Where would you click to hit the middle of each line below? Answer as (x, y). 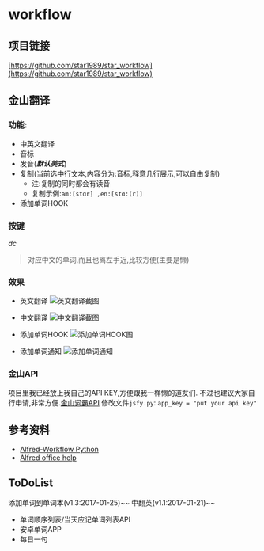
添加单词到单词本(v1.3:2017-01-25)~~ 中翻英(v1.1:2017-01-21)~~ (112, 503)
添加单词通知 (40, 351)
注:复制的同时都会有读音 (71, 183)
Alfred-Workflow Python (59, 450)
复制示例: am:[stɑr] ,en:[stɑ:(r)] (87, 193)
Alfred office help (48, 458)
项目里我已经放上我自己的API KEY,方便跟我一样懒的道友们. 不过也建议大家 (128, 393)
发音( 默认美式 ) (43, 163)
